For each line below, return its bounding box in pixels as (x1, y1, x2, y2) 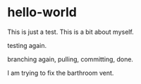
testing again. (7, 41, 47, 49)
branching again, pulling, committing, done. (7, 54, 134, 64)
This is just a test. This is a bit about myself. (7, 28, 134, 36)
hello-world (7, 4, 78, 20)
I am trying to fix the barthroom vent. (7, 68, 114, 77)
